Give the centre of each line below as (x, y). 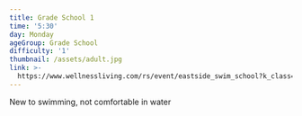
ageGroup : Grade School (54, 43)
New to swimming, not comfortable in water (90, 102)
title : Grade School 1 (52, 18)
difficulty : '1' (40, 51)
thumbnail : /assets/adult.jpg (66, 59)
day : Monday (31, 34)
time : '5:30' (34, 26)
